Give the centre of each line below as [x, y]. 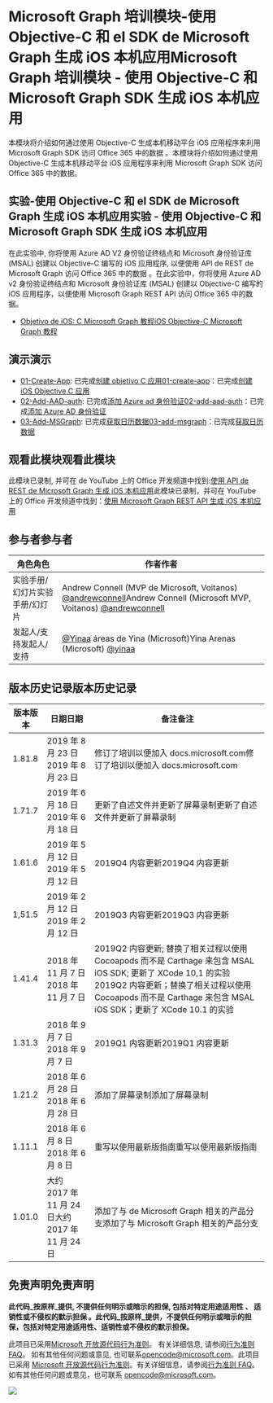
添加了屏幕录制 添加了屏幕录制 [152, 1095]
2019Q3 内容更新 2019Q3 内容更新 [162, 915]
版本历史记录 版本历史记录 [72, 688]
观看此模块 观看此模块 [62, 460]
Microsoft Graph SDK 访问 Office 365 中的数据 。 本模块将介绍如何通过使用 [133, 152]
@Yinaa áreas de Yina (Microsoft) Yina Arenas [149, 638]
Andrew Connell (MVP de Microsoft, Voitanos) [150, 588]
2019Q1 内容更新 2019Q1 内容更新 [162, 1043]
